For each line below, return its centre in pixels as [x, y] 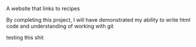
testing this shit [25, 37]
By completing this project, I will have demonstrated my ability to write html [98, 20]
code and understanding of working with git [60, 26]
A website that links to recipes [43, 9]
